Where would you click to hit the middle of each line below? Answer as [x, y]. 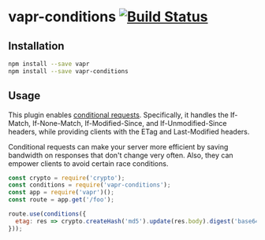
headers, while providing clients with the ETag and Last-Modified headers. [129, 131]
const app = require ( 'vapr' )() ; [61, 193]
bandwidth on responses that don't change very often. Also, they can [121, 155]
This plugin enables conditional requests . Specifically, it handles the [118, 115]
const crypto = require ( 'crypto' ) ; [67, 178]
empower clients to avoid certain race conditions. [88, 163]
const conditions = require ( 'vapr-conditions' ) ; [90, 185]
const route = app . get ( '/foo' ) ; [61, 200]
